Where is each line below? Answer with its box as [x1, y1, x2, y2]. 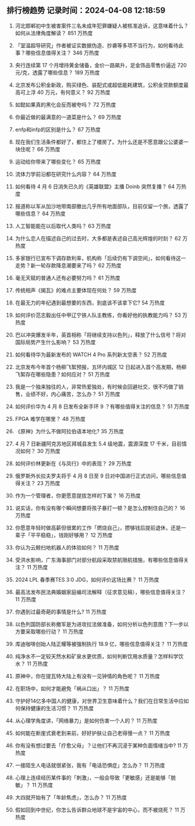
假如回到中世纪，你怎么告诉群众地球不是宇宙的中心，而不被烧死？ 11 [15, 806, 179, 813]
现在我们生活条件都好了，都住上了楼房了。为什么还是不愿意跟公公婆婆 [15, 138, 184, 145]
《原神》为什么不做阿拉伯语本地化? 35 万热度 [15, 427, 124, 434]
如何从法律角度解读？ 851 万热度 [15, 29, 93, 36]
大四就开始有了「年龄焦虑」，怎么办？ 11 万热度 [15, 794, 127, 801]
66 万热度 [37, 146, 61, 153]
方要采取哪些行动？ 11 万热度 [15, 628, 84, 635]
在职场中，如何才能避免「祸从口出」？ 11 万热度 [15, 685, 130, 692]
